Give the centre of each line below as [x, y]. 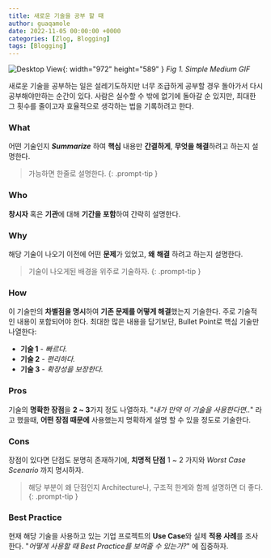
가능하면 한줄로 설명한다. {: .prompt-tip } [93, 174]
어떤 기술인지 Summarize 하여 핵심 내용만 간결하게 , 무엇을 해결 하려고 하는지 [129, 146]
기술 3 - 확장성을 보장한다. [61, 369]
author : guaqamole [39, 24]
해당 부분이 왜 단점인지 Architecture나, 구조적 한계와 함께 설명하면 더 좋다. [146, 487]
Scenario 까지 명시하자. [46, 470]
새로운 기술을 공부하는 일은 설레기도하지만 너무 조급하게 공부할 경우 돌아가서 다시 [136, 86]
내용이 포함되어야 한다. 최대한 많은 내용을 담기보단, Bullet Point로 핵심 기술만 [138, 322]
